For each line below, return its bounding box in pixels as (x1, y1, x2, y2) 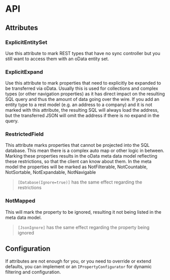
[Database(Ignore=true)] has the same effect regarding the (17, 179, 143, 185)
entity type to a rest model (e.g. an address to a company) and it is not (5, 101, 152, 108)
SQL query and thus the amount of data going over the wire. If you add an (5, 96, 160, 103)
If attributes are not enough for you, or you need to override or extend (5, 258, 151, 264)
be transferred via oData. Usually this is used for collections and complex (5, 85, 158, 92)
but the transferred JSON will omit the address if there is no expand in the (5, 113, 160, 119)
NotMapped (5, 197, 36, 205)
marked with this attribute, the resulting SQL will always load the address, (5, 107, 159, 113)
